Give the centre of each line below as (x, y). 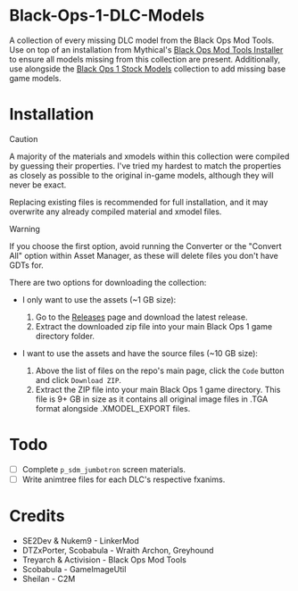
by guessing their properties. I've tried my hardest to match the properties (145, 165)
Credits (37, 516)
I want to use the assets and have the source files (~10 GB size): (140, 353)
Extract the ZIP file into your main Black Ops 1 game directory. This (158, 389)
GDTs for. (27, 265)
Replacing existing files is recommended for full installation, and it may (139, 202)
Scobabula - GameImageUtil (74, 569)
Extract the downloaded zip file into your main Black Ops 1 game (154, 326)
